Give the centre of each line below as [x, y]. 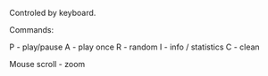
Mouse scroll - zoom [47, 64]
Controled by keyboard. [53, 13]
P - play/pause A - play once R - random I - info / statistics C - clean [135, 47]
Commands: [32, 30]
